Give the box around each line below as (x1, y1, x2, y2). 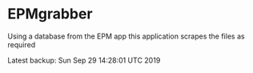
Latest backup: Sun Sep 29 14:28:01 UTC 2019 (7, 55, 161, 65)
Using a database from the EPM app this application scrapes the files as (7, 31, 245, 41)
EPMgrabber (7, 5, 93, 23)
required (7, 39, 36, 49)
